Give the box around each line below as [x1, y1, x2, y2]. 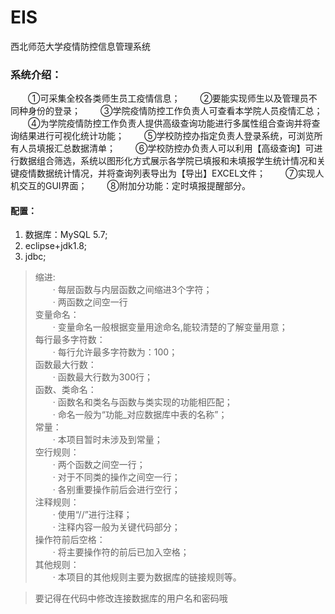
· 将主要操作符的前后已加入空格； [52, 546, 190, 558]
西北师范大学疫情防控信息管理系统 [10, 40, 151, 52]
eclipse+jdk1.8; [24, 240, 88, 252]
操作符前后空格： [34, 534, 106, 546]
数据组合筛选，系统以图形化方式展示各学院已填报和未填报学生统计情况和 [18, 155, 317, 167]
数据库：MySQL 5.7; [24, 229, 108, 241]
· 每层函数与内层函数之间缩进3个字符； [52, 284, 213, 296]
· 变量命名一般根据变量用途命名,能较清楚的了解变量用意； [52, 321, 288, 333]
